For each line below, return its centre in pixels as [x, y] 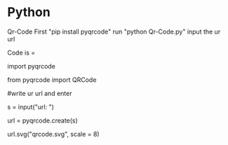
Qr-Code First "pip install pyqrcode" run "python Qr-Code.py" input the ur [114, 32]
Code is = [21, 53]
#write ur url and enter [40, 93]
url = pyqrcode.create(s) [43, 120]
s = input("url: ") [31, 106]
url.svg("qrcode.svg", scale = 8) [53, 134]
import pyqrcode [32, 66]
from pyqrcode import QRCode [52, 80]
